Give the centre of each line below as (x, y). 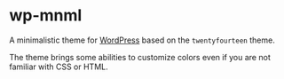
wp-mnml (46, 16)
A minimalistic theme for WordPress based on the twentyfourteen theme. (142, 40)
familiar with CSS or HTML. (59, 67)
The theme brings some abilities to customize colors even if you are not (140, 57)
